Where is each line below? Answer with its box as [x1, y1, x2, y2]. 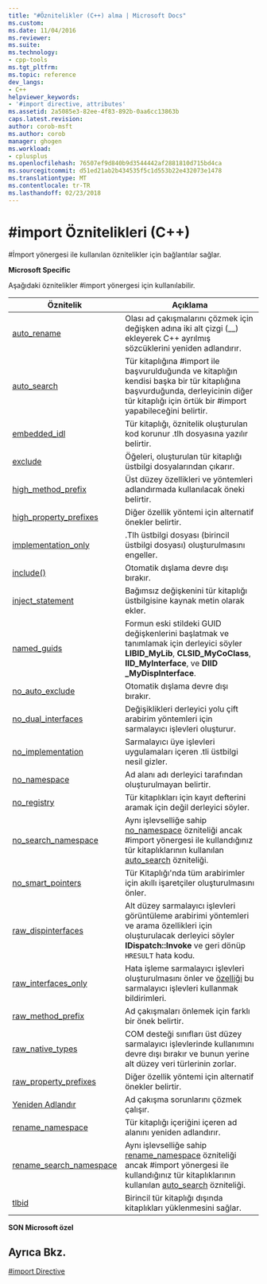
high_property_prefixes [12, 511, 99, 522]
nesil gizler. [124, 756, 168, 767]
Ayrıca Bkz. [8, 1245, 67, 1259]
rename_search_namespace [12, 1159, 118, 1170]
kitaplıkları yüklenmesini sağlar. [124, 1202, 242, 1213]
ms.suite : [8, 41, 41, 49]
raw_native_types [12, 1043, 78, 1054]
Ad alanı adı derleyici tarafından [124, 769, 243, 780]
